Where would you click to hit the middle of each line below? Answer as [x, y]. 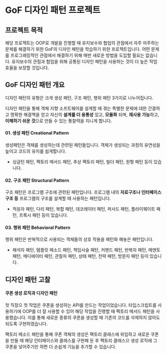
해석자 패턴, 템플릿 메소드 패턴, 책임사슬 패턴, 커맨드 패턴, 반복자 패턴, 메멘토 [86, 250]
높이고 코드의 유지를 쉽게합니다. [36, 151]
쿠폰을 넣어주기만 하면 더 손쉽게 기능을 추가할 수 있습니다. [61, 347]
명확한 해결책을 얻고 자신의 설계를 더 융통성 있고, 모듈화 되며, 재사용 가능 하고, [85, 114]
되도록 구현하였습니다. [27, 324]
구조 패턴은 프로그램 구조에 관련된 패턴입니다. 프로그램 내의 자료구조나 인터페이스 [83, 192]
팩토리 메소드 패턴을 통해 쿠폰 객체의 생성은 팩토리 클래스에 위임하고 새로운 [78, 334]
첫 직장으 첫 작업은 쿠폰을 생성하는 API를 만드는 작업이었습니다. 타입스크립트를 [81, 305]
